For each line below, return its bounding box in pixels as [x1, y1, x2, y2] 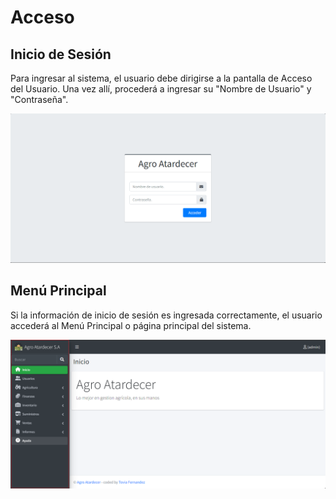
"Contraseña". [10, 94, 69, 105]
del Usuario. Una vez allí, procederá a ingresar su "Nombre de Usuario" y [10, 83, 312, 95]
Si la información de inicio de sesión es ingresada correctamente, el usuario [10, 309, 323, 321]
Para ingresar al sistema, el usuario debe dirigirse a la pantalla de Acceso [10, 72, 313, 84]
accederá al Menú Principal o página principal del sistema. [10, 319, 252, 331]
